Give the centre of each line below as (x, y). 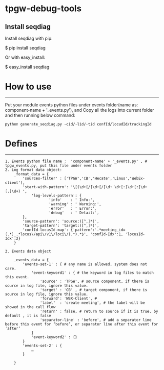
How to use (28, 87)
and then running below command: (40, 115)
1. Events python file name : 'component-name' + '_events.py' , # (76, 161)
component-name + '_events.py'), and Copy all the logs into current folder (80, 110)
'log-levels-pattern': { (56, 196)
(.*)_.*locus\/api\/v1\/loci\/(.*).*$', (47, 234)
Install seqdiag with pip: (29, 38)
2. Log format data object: (34, 170)
